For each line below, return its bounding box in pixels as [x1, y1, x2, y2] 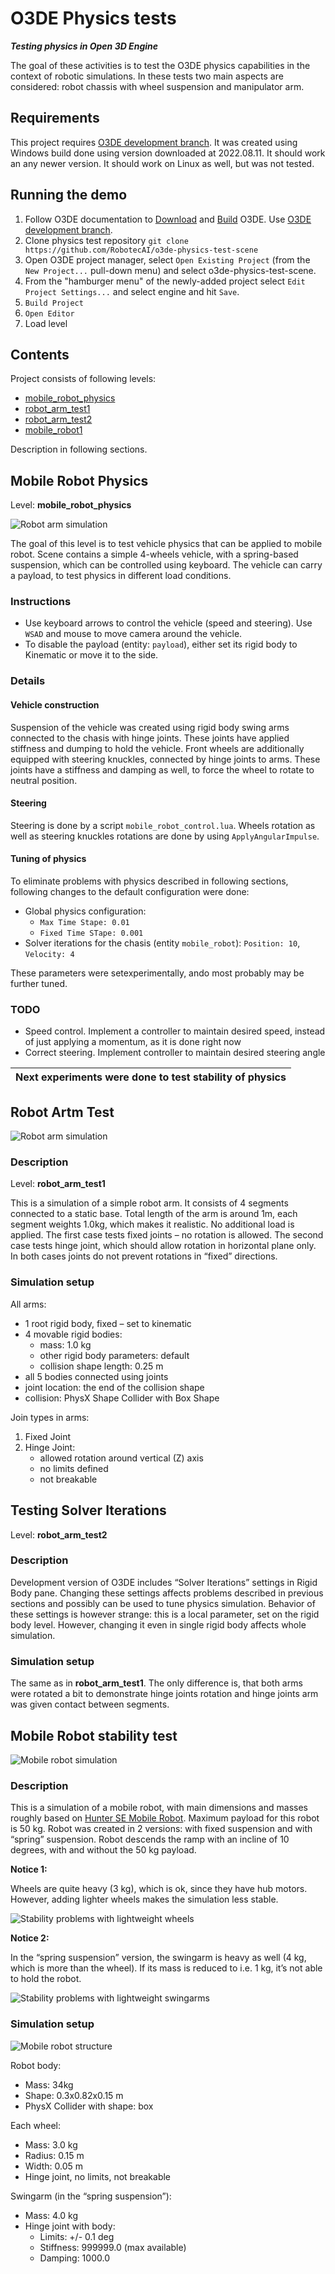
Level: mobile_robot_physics [10, 499, 132, 511]
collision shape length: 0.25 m [39, 1360, 164, 1372]
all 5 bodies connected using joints [24, 1370, 169, 1382]
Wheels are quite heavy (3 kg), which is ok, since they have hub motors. [10, 1883, 308, 1895]
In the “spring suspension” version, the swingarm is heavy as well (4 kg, [10, 1952, 307, 1964]
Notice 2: [10, 1932, 50, 1944]
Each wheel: [10, 2119, 61, 2131]
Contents [10, 346, 70, 363]
